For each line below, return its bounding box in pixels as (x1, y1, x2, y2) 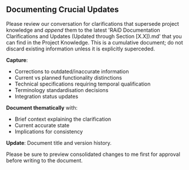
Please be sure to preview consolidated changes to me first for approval (6, 151, 181, 158)
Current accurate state (14, 121, 70, 128)
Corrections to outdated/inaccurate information (14, 67, 129, 75)
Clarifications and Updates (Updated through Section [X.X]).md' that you (6, 32, 182, 40)
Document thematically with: (6, 104, 78, 111)
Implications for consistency (14, 128, 83, 135)
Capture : (6, 56, 28, 63)
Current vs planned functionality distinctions (14, 74, 122, 81)
